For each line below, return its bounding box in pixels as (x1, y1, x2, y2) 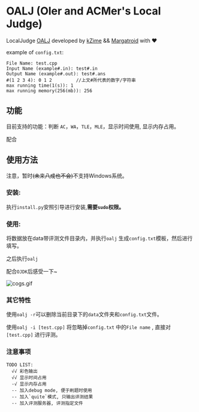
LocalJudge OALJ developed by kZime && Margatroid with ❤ (6, 37, 158, 44)
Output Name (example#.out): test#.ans (6, 70, 106, 76)
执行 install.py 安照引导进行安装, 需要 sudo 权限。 (6, 203, 125, 210)
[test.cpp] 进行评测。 (6, 331, 61, 339)
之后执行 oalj (6, 255, 38, 263)
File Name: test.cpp (6, 60, 58, 66)
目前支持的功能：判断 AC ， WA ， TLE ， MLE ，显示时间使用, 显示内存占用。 (6, 122, 180, 130)
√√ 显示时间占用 (11, 375, 47, 381)
